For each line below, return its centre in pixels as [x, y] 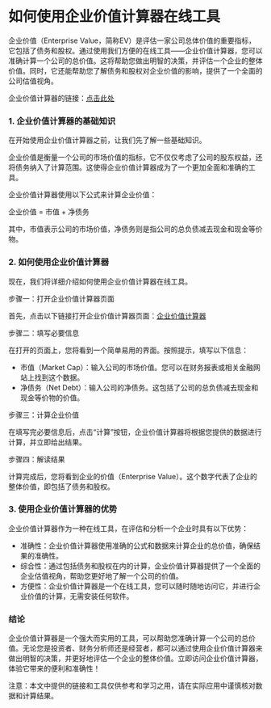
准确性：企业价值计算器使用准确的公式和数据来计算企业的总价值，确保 [137, 546]
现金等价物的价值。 [52, 398]
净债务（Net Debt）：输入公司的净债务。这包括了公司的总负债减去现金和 [139, 387]
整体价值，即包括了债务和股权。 [61, 487]
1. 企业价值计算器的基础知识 [62, 120]
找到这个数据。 [59, 377]
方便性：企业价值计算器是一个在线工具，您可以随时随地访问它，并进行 [137, 586]
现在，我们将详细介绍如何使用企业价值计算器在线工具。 [100, 281]
